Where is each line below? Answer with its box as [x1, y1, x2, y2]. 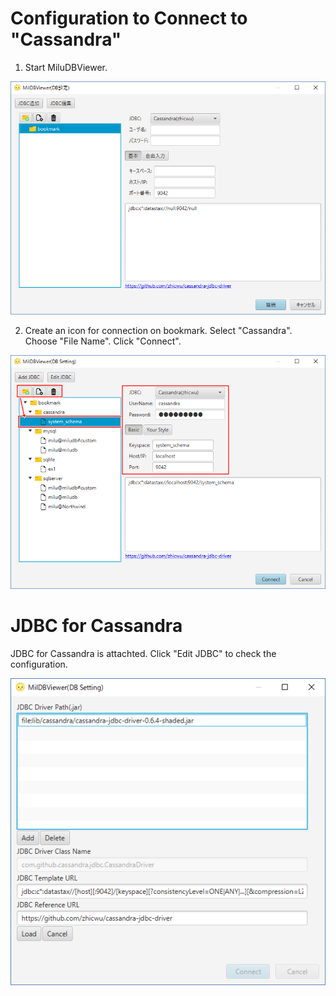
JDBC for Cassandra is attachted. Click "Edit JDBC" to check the [10, 647, 277, 659]
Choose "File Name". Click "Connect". [24, 335, 182, 347]
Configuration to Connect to [10, 7, 248, 30]
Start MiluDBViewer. [24, 61, 108, 73]
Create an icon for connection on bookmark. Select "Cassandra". [24, 325, 293, 337]
